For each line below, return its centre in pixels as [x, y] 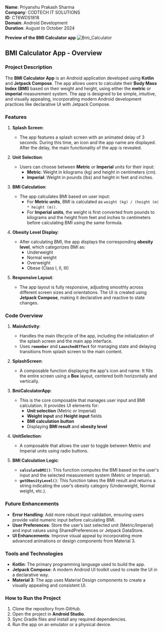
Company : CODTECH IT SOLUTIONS [43, 12]
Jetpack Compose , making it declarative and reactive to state [82, 297]
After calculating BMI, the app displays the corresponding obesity [86, 242]
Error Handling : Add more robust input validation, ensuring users [78, 515]
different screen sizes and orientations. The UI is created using [83, 292]
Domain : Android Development [36, 23]
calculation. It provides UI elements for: [59, 406]
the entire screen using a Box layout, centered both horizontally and [88, 376]
